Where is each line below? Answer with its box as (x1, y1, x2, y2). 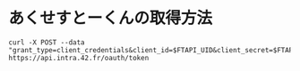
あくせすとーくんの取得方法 (8, 8, 213, 28)
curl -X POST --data (8, 37, 86, 47)
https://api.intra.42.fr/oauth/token (8, 53, 150, 62)
